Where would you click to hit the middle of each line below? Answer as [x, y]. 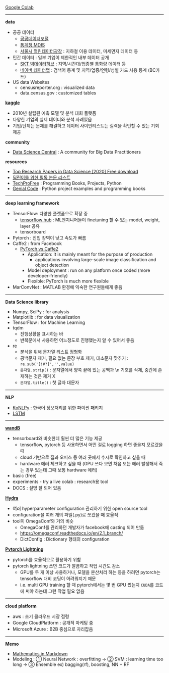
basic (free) [24, 475]
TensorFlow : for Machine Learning [49, 322]
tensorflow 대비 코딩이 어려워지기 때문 [58, 579]
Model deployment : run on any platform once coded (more [89, 270]
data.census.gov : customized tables [58, 93]
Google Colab [19, 7]
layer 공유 [30, 226]
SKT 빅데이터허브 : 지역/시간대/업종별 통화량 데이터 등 [73, 64]
